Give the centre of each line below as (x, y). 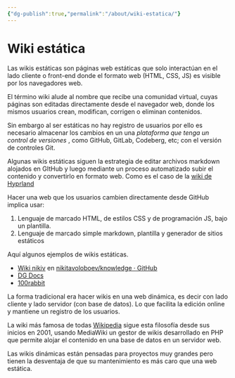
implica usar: (26, 204)
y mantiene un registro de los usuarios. (64, 311)
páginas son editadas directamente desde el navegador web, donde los (111, 104)
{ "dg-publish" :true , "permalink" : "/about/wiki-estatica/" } (94, 14)
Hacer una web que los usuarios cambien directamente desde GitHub (108, 197)
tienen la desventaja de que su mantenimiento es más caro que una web (112, 361)
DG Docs (31, 275)
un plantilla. (34, 226)
